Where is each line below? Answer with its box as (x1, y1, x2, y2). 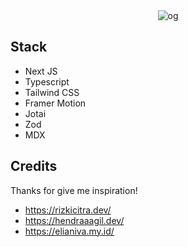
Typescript (24, 75, 70, 88)
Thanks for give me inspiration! (10, 184, 138, 196)
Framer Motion (24, 97, 87, 109)
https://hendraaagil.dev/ (24, 214, 125, 226)
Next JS (24, 65, 58, 77)
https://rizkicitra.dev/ (24, 204, 112, 216)
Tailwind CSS (24, 86, 80, 98)
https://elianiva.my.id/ (24, 225, 115, 237)
